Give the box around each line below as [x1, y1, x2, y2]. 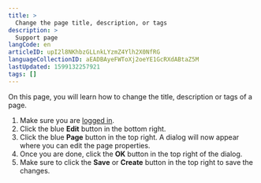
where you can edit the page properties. [19, 140, 151, 150]
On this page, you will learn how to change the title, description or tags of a [8, 91, 252, 101]
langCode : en [8, 41, 51, 49]
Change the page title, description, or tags [15, 19, 168, 27]
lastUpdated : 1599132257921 [8, 63, 101, 71]
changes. [19, 166, 50, 175]
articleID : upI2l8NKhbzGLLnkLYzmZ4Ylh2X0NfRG [8, 48, 160, 56]
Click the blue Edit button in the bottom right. [19, 124, 166, 133]
